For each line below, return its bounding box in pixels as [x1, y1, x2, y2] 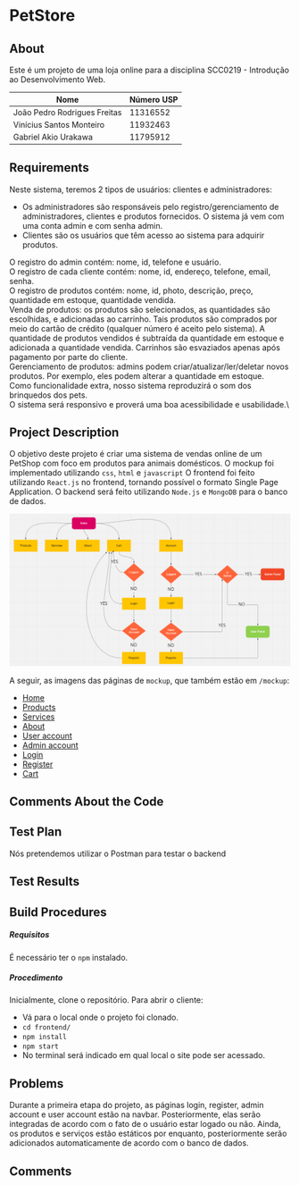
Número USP [129, 94, 179, 105]
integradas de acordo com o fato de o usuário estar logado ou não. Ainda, [9, 1119, 281, 1130]
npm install [21, 1033, 67, 1042]
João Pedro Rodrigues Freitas [12, 106, 122, 117]
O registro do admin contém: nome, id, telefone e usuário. [9, 256, 221, 267]
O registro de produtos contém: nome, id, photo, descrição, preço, [9, 285, 253, 296]
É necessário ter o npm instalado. [9, 952, 129, 962]
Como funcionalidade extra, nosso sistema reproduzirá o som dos [9, 380, 252, 391]
